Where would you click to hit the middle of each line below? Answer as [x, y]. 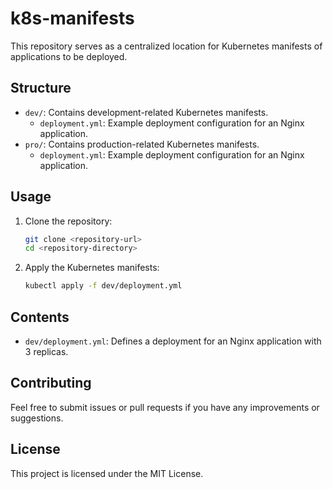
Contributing [51, 383]
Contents [40, 317]
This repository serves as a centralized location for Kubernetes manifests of [166, 46]
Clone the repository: [68, 221]
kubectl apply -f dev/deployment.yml [103, 286]
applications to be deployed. [69, 56]
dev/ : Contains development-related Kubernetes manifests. [146, 112]
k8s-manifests [72, 18]
